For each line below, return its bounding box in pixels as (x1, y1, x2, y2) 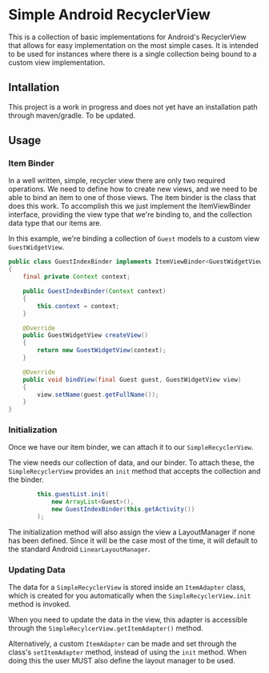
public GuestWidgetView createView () (22, 331, 149, 339)
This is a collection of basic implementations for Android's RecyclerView (8, 32, 247, 42)
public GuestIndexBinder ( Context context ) (22, 287, 167, 295)
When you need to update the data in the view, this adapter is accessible (8, 615, 248, 625)
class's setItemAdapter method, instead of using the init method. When (8, 647, 247, 657)
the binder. (8, 475, 44, 485)
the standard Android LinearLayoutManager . (8, 544, 151, 554)
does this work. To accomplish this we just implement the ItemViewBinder (8, 202, 251, 211)
